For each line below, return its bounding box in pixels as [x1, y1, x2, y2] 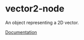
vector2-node [5, 3, 64, 14]
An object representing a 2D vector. [5, 19, 79, 25]
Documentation [5, 29, 37, 35]
